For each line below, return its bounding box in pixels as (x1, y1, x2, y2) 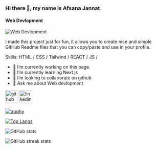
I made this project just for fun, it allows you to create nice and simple (5, 38, 152, 45)
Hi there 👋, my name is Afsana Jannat (5, 5, 100, 12)
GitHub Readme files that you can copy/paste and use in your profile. (5, 44, 151, 50)
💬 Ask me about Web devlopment (12, 80, 83, 87)
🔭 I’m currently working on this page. (12, 64, 91, 70)
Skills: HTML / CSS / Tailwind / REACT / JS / (5, 54, 98, 60)
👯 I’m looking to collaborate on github (12, 75, 92, 81)
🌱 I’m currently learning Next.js (12, 69, 78, 76)
